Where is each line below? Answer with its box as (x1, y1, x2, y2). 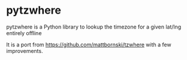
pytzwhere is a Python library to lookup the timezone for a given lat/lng (6, 23, 182, 30)
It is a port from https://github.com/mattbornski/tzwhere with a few (6, 41, 172, 48)
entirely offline (6, 29, 42, 36)
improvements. (6, 47, 43, 54)
